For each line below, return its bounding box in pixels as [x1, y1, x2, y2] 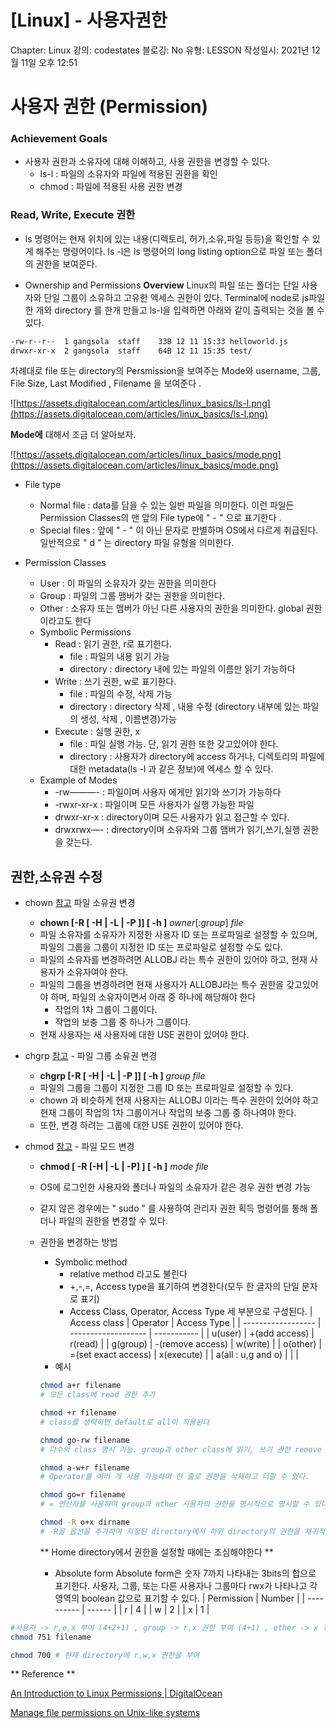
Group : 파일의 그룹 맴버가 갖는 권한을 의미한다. [39, 590, 225, 602]
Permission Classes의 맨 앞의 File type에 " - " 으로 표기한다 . [39, 512, 282, 524]
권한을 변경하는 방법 [39, 1236, 118, 1248]
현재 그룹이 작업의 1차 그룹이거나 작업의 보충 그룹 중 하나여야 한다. [39, 1107, 297, 1119]
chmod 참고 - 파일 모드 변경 [24, 1141, 135, 1153]
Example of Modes [39, 774, 118, 786]
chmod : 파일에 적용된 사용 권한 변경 [39, 181, 183, 193]
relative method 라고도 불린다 [69, 1268, 188, 1280]
